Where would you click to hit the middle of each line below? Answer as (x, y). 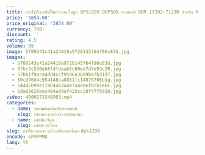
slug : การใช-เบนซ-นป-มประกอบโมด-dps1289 (53, 131)
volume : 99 (20, 46)
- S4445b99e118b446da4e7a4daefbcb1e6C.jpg (67, 86)
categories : (21, 103)
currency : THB (24, 29)
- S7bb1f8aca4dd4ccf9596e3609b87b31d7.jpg (67, 74)
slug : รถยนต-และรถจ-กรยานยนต (50, 114)
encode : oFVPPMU (27, 137)
